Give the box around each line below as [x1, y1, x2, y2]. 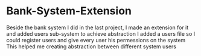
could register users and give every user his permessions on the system [6, 36, 186, 43]
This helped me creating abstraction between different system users [6, 43, 177, 50]
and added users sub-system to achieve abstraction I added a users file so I [6, 30, 196, 37]
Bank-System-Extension [6, 4, 132, 18]
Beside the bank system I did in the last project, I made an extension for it [6, 24, 189, 31]
